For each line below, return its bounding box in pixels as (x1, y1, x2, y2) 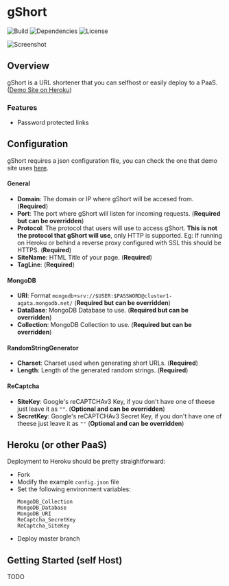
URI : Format (16, 291, 51, 300)
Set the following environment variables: (16, 485, 132, 493)
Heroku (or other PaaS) (7, 439, 108, 451)
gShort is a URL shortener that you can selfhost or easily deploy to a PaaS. (7, 78, 218, 87)
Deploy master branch (16, 534, 80, 543)
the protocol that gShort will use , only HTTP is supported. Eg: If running (16, 232, 223, 240)
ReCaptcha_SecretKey (16, 517, 76, 523)
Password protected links (16, 118, 89, 127)
